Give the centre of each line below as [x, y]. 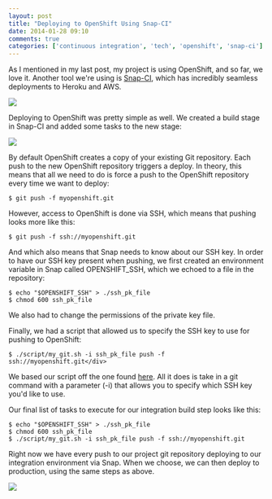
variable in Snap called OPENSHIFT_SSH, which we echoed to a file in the [131, 269]
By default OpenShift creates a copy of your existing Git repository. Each [130, 158]
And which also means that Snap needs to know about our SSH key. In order [136, 252]
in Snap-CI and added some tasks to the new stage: [95, 126]
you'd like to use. [37, 394]
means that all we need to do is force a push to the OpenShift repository [129, 175]
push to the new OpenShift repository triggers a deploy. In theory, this [125, 166]
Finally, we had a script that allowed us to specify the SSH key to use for [129, 331]
